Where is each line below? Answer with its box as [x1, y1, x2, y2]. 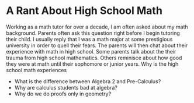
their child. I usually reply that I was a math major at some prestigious [6, 35, 173, 42]
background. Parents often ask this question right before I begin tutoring [6, 29, 180, 36]
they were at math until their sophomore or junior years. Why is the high [6, 60, 179, 68]
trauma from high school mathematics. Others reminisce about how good [6, 54, 182, 61]
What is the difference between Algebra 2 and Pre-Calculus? [14, 77, 161, 85]
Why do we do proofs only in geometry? [14, 90, 112, 97]
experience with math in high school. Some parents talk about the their [6, 48, 176, 55]
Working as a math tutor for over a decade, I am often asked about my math [6, 23, 188, 30]
